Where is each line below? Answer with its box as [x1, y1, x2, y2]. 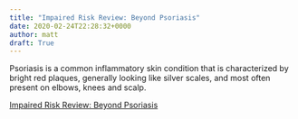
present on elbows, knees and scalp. [9, 82, 147, 93]
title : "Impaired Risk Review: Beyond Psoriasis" [9, 13, 201, 23]
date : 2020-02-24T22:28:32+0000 [9, 22, 131, 31]
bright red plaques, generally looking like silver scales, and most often [9, 73, 271, 84]
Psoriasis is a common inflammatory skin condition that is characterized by [9, 63, 290, 74]
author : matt [9, 30, 59, 39]
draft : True [9, 38, 54, 48]
